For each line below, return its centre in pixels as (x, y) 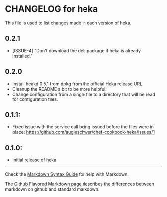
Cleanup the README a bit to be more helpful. (59, 89)
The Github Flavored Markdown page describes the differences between (80, 184)
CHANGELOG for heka (52, 9)
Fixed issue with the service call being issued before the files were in (83, 127)
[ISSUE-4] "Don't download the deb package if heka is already (76, 50)
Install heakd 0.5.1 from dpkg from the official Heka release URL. (78, 84)
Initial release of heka (34, 160)
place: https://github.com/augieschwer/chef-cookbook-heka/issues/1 (83, 132)
